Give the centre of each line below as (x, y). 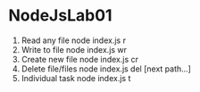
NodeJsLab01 (60, 16)
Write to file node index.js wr (74, 49)
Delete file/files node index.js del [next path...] (106, 69)
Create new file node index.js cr (80, 59)
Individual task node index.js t (76, 78)
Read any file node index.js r (74, 40)
